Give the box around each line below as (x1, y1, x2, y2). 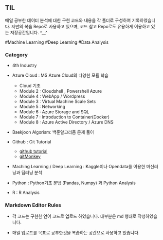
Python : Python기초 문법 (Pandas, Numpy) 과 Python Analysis (12, 180, 136, 186)
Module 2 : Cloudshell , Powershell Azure (19, 88, 102, 94)
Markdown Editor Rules (5, 202, 62, 208)
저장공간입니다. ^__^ (10, 29, 48, 35)
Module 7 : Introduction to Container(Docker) (19, 114, 110, 120)
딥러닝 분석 (21, 170, 42, 175)
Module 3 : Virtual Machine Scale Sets (19, 99, 96, 104)
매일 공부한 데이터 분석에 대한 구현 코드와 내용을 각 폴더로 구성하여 (5, 17, 131, 23)
